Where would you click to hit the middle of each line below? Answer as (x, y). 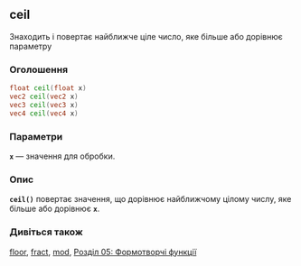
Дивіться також (46, 232)
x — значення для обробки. (62, 156)
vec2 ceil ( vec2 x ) (44, 96)
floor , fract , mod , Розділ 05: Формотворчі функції (103, 252)
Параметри (36, 136)
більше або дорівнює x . (55, 209)
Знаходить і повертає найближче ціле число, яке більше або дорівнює (146, 36)
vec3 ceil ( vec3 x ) (44, 105)
